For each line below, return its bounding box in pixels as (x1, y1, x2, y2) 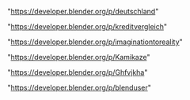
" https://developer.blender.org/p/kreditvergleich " (7, 22, 168, 31)
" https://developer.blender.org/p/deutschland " (7, 7, 159, 16)
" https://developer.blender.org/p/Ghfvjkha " (7, 68, 148, 77)
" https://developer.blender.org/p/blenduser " (7, 83, 152, 92)
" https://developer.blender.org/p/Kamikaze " (7, 53, 150, 61)
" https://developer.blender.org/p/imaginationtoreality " (7, 37, 183, 46)
